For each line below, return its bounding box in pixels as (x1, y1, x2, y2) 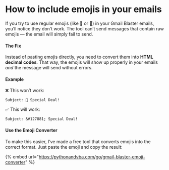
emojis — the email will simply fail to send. (5, 31, 93, 37)
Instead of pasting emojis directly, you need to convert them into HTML (5, 54, 153, 60)
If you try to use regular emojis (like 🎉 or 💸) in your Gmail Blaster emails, (5, 20, 154, 26)
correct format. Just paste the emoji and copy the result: (5, 144, 123, 150)
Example (5, 76, 24, 82)
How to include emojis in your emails (5, 4, 162, 15)
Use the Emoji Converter (5, 127, 58, 133)
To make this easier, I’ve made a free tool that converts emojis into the (5, 138, 151, 145)
